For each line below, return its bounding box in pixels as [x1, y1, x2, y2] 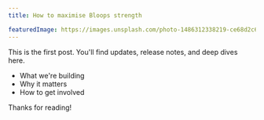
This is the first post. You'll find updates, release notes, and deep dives [8, 47, 238, 56]
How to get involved [19, 87, 85, 96]
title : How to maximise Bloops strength [8, 11, 143, 20]
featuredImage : [8, 25, 58, 34]
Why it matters [19, 79, 68, 89]
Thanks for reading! [8, 103, 72, 112]
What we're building [19, 71, 85, 80]
